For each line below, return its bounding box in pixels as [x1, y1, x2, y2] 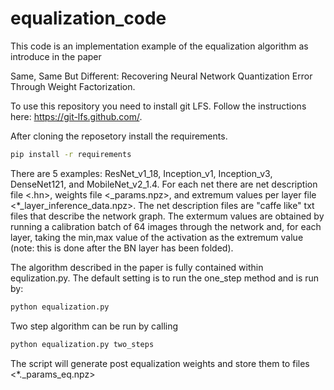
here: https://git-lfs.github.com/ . [10, 110, 143, 122]
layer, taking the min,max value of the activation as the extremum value [10, 231, 304, 243]
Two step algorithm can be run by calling [10, 320, 179, 332]
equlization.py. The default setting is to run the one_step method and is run [10, 272, 320, 284]
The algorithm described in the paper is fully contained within [10, 261, 264, 273]
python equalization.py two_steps [10, 339, 155, 349]
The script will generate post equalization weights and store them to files [10, 357, 310, 369]
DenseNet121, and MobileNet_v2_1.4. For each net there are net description [10, 178, 318, 190]
